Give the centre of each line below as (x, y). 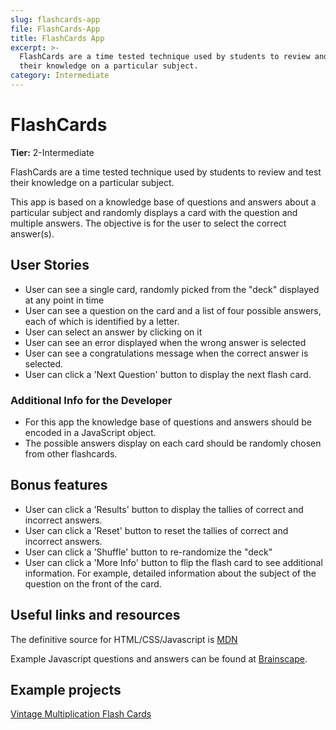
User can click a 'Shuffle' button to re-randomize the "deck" (148, 552)
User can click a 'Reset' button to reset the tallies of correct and (156, 530)
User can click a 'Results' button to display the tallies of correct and (164, 509)
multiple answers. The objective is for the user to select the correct (148, 223)
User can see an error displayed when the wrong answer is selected (165, 342)
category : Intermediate (60, 76)
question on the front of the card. (93, 583)
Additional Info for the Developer (91, 400)
